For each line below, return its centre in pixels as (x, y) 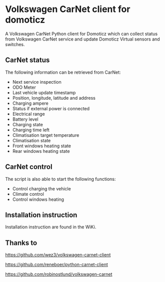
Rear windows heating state (41, 151)
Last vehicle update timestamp (44, 92)
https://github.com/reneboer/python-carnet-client (57, 264)
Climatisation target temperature (46, 135)
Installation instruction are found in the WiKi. (51, 227)
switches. (15, 44)
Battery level (25, 119)
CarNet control (29, 167)
